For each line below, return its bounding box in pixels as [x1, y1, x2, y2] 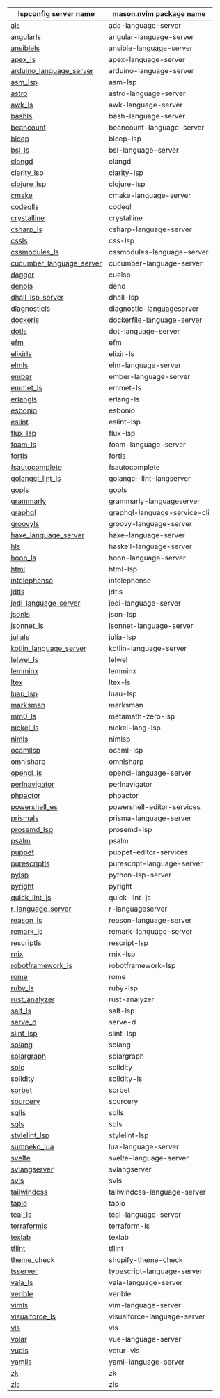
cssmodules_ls [10, 247, 59, 256]
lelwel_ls [10, 655, 39, 664]
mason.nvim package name [112, 9, 206, 18]
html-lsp [109, 564, 138, 574]
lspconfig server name [17, 9, 95, 18]
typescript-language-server [109, 1266, 203, 1276]
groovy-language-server [109, 519, 193, 528]
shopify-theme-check [109, 1255, 183, 1264]
